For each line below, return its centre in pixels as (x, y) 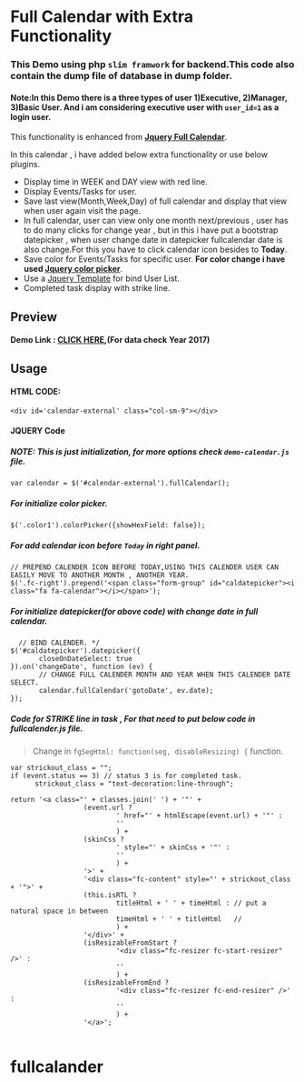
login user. (31, 116)
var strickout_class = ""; (61, 768)
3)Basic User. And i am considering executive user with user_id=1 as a (145, 107)
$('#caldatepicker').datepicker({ (76, 651)
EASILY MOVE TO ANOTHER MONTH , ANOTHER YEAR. (100, 576)
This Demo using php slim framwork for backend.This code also (152, 65)
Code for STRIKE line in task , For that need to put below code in (133, 718)
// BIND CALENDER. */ (59, 643)
